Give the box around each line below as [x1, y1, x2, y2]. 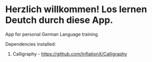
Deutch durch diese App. [5, 14, 113, 26]
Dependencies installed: [5, 41, 56, 47]
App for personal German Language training [5, 31, 98, 37]
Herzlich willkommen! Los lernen [5, 4, 147, 15]
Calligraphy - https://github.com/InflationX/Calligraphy [12, 51, 128, 57]
